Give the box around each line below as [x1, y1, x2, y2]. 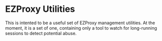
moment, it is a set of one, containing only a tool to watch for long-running [5, 25, 158, 31]
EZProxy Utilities [5, 3, 76, 15]
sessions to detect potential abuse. [5, 30, 77, 36]
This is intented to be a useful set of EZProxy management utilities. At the [5, 20, 156, 26]
